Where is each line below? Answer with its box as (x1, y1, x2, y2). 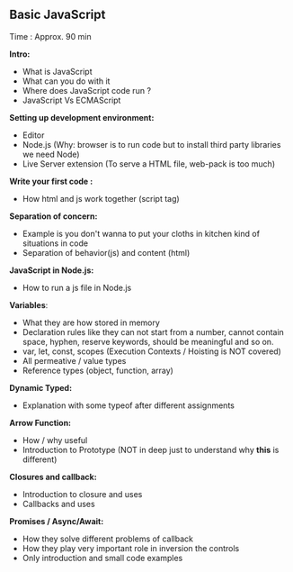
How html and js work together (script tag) (22, 193, 180, 204)
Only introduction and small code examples (22, 552, 183, 563)
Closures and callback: (9, 471, 97, 482)
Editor (22, 130, 45, 141)
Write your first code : (9, 176, 93, 186)
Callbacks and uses (22, 498, 96, 509)
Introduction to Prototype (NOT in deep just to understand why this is (22, 444, 280, 455)
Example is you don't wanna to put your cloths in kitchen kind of (22, 228, 261, 239)
